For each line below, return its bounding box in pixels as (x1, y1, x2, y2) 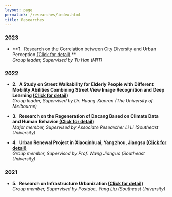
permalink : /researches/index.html (5, 12, 81, 17)
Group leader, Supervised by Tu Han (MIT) (12, 57, 103, 63)
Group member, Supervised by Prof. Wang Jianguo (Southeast (12, 150, 145, 156)
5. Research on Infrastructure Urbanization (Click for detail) (12, 181, 143, 187)
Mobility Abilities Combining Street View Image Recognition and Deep (12, 86, 165, 93)
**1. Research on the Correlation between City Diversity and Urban (12, 46, 156, 52)
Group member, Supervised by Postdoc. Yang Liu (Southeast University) (12, 186, 166, 192)
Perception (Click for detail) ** (12, 51, 77, 57)
